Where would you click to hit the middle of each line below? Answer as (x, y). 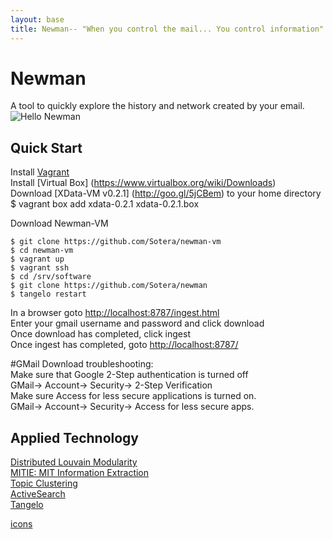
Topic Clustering (44, 483)
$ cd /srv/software (51, 277)
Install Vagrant (40, 172)
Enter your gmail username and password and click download (137, 323)
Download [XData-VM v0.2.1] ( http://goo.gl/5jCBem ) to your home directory (166, 193)
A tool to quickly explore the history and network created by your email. (157, 106)
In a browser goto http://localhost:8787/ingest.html (115, 313)
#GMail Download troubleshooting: (82, 364)
